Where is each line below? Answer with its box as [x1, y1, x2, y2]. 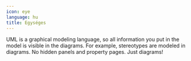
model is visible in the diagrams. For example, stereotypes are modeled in [6, 42, 186, 49]
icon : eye [6, 8, 31, 15]
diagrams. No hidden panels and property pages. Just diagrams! [6, 49, 164, 56]
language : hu [6, 14, 38, 20]
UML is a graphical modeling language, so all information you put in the [6, 36, 180, 43]
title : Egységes [6, 20, 46, 25]
